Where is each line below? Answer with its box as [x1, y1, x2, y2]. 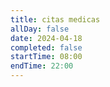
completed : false [10, 42, 83, 53]
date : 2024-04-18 [10, 33, 83, 43]
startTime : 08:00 [10, 52, 83, 62]
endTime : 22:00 [10, 61, 74, 71]
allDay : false [10, 24, 70, 34]
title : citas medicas [10, 14, 101, 25]
